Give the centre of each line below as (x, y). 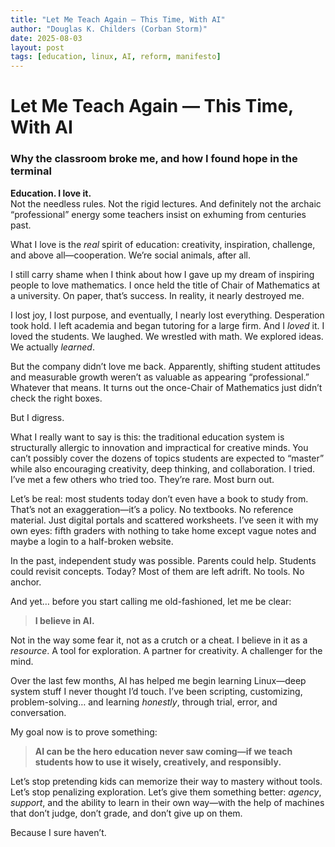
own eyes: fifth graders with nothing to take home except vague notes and (163, 530)
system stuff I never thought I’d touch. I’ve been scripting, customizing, (156, 691)
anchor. (26, 582)
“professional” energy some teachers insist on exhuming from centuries (158, 214)
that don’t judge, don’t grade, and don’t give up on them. (126, 813)
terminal (31, 171)
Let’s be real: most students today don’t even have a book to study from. (159, 498)
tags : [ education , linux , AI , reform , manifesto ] (116, 57)
